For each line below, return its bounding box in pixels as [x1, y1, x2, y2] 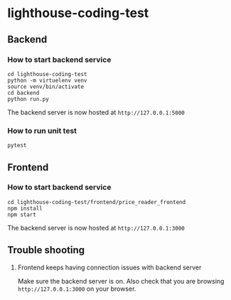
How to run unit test [7, 126, 77, 136]
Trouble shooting [7, 244, 85, 257]
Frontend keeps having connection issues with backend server [17, 263, 202, 272]
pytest [7, 142, 27, 149]
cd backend [7, 89, 40, 97]
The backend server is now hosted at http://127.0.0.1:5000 [7, 108, 185, 117]
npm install [7, 205, 43, 212]
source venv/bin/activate [7, 83, 84, 90]
